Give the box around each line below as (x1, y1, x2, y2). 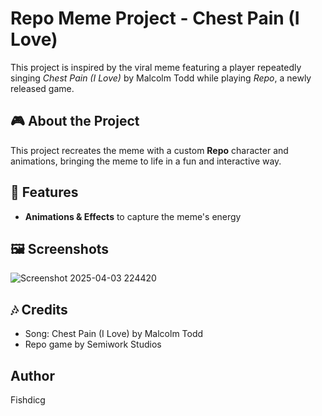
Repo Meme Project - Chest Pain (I (10, 7, 300, 30)
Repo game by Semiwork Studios (24, 338, 162, 351)
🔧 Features (10, 184, 79, 201)
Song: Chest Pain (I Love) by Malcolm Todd (24, 328, 204, 340)
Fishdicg (10, 394, 46, 406)
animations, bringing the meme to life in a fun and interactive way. (10, 155, 282, 167)
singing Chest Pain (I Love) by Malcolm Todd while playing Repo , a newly (10, 72, 312, 84)
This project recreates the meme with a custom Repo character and (10, 144, 289, 156)
